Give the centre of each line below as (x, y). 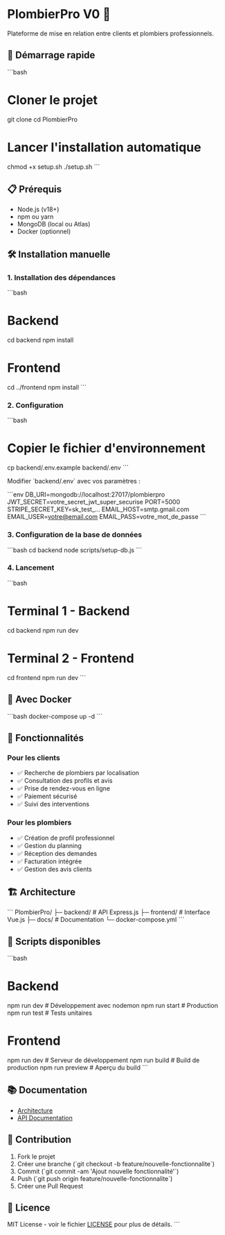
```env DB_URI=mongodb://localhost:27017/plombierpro (86, 495)
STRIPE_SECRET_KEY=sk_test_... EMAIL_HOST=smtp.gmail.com (98, 509)
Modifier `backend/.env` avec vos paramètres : (74, 481)
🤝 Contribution (39, 1139)
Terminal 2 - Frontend (71, 658)
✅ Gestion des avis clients (54, 869)
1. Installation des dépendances (62, 277)
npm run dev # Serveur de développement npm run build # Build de (103, 1060)
